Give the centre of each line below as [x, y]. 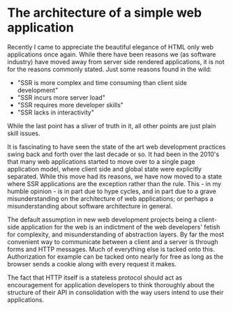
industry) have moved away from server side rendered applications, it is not [116, 61]
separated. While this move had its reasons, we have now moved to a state [114, 176]
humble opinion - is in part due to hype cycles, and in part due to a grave [112, 191]
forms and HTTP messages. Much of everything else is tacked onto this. [111, 249]
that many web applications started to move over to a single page [101, 161]
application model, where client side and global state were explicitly [105, 169]
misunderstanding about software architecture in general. [90, 206]
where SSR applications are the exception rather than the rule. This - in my [114, 183]
